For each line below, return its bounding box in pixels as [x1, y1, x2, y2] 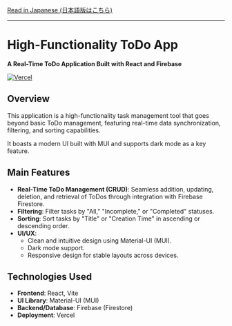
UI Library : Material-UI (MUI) [17, 296, 99, 305]
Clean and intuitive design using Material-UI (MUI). [27, 236, 172, 245]
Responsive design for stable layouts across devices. [27, 251, 179, 259]
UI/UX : [17, 229, 37, 237]
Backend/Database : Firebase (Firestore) [17, 304, 133, 312]
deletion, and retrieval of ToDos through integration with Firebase [17, 192, 204, 201]
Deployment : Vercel [17, 311, 75, 319]
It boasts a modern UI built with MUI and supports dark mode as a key [7, 139, 206, 147]
